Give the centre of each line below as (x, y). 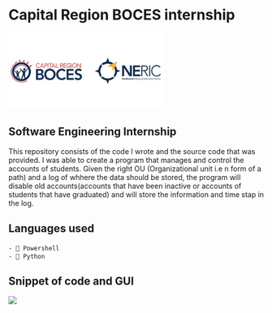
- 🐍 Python (27, 256)
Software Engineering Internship (93, 132)
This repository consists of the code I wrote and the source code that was (132, 151)
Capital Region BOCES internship (122, 15)
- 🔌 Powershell (34, 248)
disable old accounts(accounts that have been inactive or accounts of (125, 186)
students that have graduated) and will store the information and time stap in (136, 194)
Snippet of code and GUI (71, 281)
